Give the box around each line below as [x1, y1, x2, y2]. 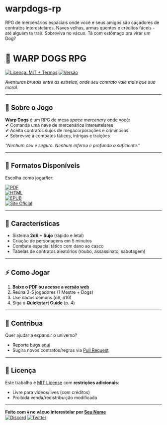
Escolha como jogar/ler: [5, 175, 54, 181]
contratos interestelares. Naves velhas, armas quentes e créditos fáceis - [5, 24, 155, 30]
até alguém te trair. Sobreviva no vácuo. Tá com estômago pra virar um [5, 30, 151, 36]
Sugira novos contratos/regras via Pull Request [12, 347, 109, 353]
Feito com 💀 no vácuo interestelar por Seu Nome [5, 409, 106, 415]
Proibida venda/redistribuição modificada [12, 395, 97, 401]
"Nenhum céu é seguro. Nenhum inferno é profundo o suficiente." [5, 142, 140, 148]
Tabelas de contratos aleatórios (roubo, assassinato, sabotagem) [12, 248, 146, 254]
